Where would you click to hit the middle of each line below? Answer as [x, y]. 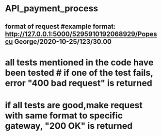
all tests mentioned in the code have [79, 62]
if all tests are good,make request [74, 105]
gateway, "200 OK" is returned [69, 126]
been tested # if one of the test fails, [79, 73]
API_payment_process [52, 8]
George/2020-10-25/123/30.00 [63, 42]
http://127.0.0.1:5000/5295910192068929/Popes [81, 34]
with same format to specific [64, 115]
